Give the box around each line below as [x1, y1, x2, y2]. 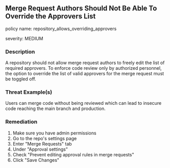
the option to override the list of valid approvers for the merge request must [5, 71, 164, 77]
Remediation [5, 118, 37, 125]
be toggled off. [5, 76, 37, 82]
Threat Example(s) [5, 89, 53, 96]
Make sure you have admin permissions [12, 130, 96, 136]
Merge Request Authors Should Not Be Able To [5, 4, 157, 13]
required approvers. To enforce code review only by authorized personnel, [5, 65, 162, 71]
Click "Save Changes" [12, 157, 60, 163]
